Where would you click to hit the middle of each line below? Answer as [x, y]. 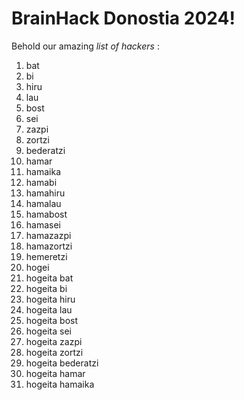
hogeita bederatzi [62, 363]
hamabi [41, 182]
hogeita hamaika [60, 384]
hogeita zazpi [54, 341]
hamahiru [45, 193]
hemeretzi [46, 256]
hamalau [43, 203]
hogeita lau [49, 309]
